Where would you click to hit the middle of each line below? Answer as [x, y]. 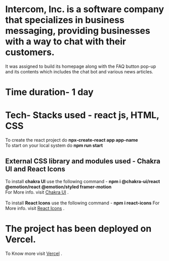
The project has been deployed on [78, 229]
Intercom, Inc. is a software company [85, 9]
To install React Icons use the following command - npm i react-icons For [82, 203]
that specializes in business [65, 20]
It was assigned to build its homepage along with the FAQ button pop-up [81, 66]
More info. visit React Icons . [35, 208]
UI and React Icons [35, 169]
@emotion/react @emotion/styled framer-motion [58, 187]
